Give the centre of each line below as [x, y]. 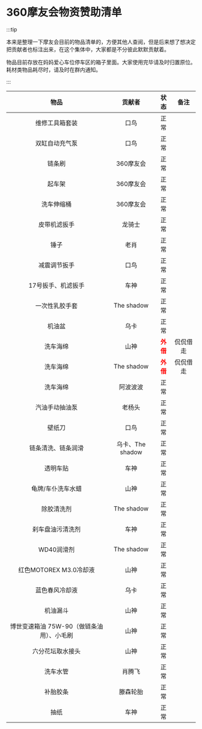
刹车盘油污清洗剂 [57, 529]
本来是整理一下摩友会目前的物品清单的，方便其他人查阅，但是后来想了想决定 [101, 42]
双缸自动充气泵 [57, 143]
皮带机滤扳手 [57, 225]
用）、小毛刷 [57, 635]
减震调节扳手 [57, 265]
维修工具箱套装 [57, 123]
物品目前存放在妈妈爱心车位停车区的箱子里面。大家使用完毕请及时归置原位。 [101, 62]
